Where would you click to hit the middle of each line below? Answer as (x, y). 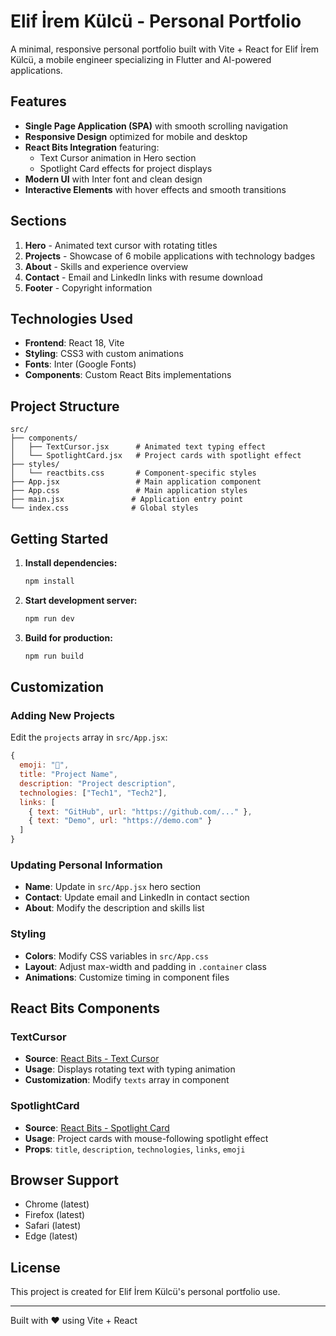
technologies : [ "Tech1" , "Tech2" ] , (93, 793)
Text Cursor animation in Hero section (118, 157)
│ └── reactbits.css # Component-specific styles (133, 473)
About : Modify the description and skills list (114, 908)
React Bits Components (85, 1008)
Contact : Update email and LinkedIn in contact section (137, 897)
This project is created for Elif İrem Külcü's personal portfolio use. (145, 1292)
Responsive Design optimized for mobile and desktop (136, 136)
